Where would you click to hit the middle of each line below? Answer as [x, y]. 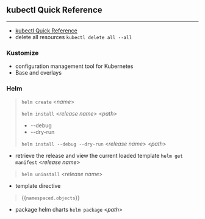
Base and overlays [38, 73]
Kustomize [23, 53]
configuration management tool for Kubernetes [74, 66]
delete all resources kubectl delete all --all [74, 37]
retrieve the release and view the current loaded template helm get [99, 156]
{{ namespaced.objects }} [51, 198]
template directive [38, 186]
